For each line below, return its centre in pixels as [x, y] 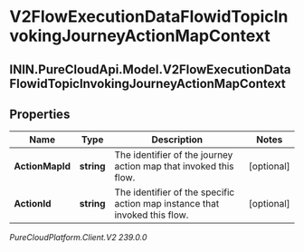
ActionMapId [42, 167]
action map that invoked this [174, 167]
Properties [40, 114]
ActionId [33, 204]
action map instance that [167, 204]
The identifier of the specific [175, 192]
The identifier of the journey [174, 155]
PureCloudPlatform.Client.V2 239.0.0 [78, 237]
